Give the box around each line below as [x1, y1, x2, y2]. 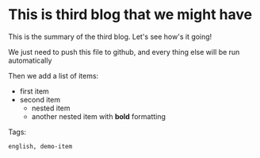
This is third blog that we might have [8, 6, 252, 24]
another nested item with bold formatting [31, 111, 166, 121]
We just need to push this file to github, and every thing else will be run [8, 47, 240, 56]
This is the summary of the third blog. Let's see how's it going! [8, 32, 212, 41]
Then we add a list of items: [8, 71, 99, 80]
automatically [8, 56, 52, 65]
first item [19, 86, 49, 96]
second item [19, 94, 61, 104]
